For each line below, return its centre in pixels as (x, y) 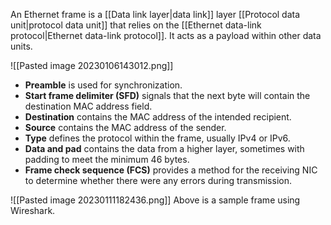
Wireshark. (33, 210)
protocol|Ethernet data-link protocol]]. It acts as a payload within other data (166, 35)
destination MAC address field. (88, 106)
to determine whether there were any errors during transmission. (158, 180)
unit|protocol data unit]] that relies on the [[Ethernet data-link (136, 25)
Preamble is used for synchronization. (103, 85)
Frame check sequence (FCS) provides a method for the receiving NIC (171, 170)
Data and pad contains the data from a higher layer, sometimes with (164, 148)
